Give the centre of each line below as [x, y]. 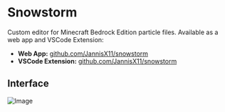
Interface [28, 84]
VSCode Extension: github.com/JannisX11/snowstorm [97, 61]
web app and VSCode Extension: [56, 39]
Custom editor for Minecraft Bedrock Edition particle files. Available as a [113, 32]
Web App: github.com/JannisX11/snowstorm [83, 54]
